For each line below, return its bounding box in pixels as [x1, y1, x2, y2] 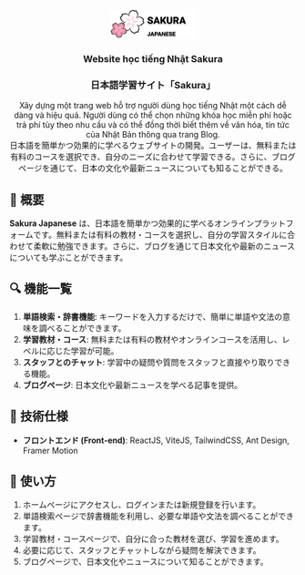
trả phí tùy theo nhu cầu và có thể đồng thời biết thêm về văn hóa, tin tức [16, 119, 290, 130]
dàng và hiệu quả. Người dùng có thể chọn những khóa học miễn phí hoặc [13, 109, 293, 121]
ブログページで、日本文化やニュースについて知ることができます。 [22, 556, 269, 568]
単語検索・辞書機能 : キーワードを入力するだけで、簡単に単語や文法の [22, 311, 283, 322]
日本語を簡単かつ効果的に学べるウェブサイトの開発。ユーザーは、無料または [9, 140, 297, 151]
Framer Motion [22, 445, 79, 456]
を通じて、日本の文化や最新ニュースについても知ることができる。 [42, 163, 289, 174]
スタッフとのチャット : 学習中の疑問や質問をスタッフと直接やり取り [22, 356, 275, 367]
